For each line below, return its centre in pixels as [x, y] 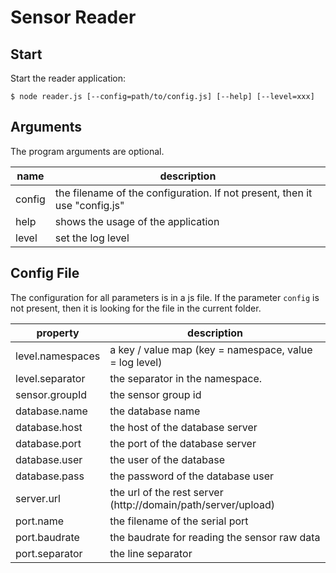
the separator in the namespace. [186, 378]
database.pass [50, 476]
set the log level [92, 238]
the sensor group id [155, 394]
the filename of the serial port [179, 521]
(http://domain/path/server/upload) [192, 504]
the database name [155, 411]
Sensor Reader [73, 17]
